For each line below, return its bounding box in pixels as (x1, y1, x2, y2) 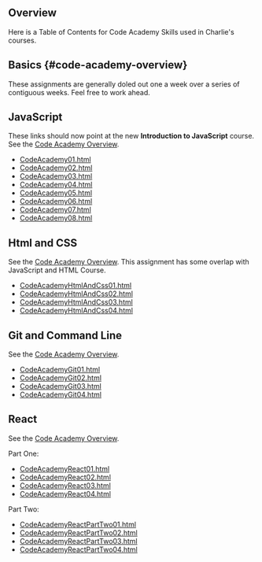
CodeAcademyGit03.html (19, 382, 102, 391)
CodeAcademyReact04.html (19, 489, 112, 498)
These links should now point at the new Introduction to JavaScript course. (8, 131, 254, 141)
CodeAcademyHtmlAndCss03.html (19, 298, 134, 307)
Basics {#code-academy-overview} (8, 58, 188, 72)
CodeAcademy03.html (19, 172, 93, 181)
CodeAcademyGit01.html (19, 365, 101, 375)
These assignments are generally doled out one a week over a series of (8, 79, 240, 89)
